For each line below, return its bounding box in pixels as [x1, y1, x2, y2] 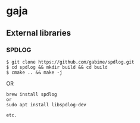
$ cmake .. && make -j [6, 70, 63, 75]
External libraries [6, 28, 71, 38]
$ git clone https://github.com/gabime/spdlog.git [6, 59, 135, 65]
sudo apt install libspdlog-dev [6, 102, 86, 108]
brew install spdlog [6, 91, 58, 97]
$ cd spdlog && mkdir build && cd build [6, 64, 108, 70]
